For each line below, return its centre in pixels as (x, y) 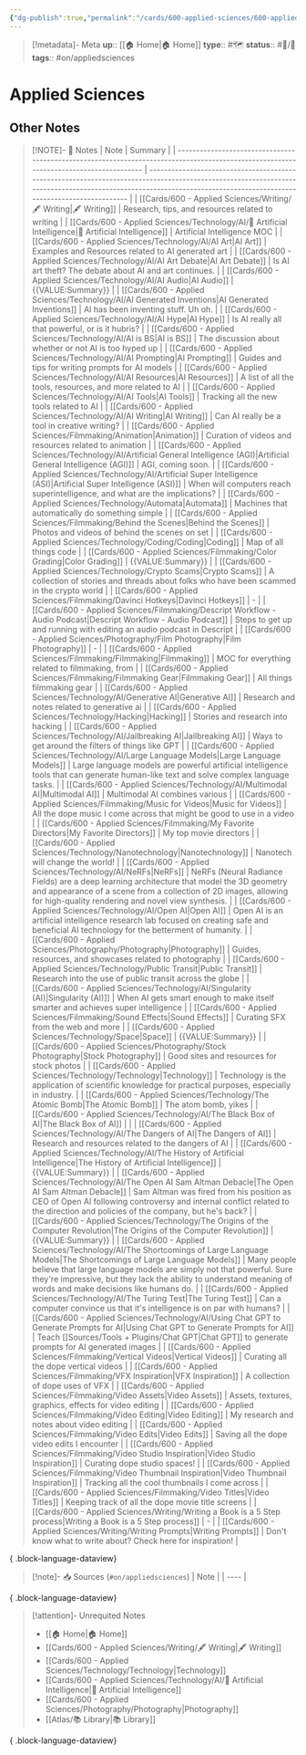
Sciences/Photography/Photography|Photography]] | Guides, (146, 949)
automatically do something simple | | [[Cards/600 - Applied (144, 513)
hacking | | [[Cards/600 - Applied (94, 726)
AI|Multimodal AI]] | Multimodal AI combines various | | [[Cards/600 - (161, 794)
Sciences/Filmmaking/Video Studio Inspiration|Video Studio (143, 1453)
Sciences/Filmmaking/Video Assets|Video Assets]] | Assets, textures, (162, 1395)
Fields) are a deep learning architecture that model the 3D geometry (159, 881)
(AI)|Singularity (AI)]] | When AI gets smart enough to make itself (153, 998)
